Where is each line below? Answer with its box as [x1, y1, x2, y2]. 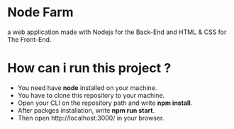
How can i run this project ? [7, 60, 172, 77]
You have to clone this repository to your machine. [17, 91, 165, 99]
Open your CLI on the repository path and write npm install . [17, 99, 193, 107]
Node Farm [7, 4, 74, 21]
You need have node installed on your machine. [17, 83, 157, 92]
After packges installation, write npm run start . [17, 106, 155, 114]
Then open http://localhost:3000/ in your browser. [17, 113, 165, 122]
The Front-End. [7, 35, 52, 43]
